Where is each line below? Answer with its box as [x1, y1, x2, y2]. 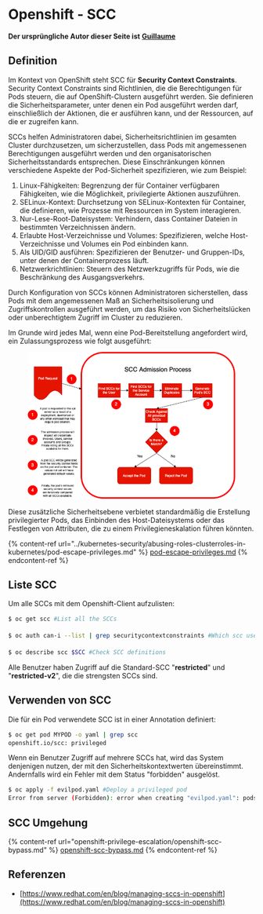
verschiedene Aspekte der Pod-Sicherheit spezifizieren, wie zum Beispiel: [8, 165, 247, 174]
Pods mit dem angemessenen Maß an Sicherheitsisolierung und [8, 296, 214, 305]
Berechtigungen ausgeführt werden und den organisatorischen [8, 148, 211, 158]
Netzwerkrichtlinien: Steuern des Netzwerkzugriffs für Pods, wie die [19, 264, 240, 273]
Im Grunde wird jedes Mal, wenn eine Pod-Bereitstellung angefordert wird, [8, 327, 248, 337]
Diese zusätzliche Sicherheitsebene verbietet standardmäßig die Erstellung [8, 506, 250, 516]
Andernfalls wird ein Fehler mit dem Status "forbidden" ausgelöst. [8, 770, 221, 779]
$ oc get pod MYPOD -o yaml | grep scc [8, 730, 139, 739]
